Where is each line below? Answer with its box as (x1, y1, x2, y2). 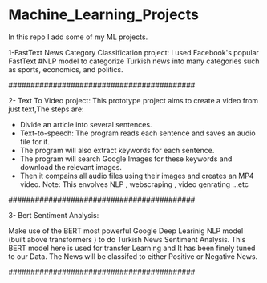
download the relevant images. (19, 162, 123, 172)
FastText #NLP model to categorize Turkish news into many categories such (8, 56, 260, 66)
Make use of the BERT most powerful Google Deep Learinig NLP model (8, 226, 244, 236)
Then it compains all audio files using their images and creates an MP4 (19, 171, 254, 180)
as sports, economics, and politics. (8, 64, 123, 74)
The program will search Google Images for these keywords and (19, 154, 233, 164)
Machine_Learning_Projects (8, 6, 199, 24)
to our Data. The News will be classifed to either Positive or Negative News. (8, 251, 258, 261)
